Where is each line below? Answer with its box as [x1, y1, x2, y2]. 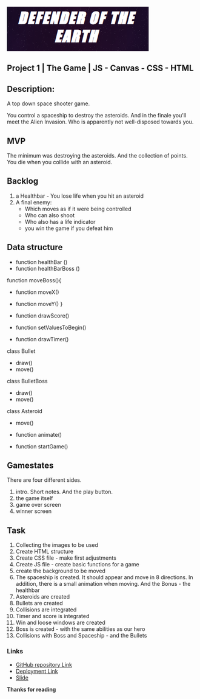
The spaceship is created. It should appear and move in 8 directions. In [15, 574, 193, 581]
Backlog [7, 176, 39, 186]
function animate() [15, 431, 62, 438]
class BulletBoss [7, 377, 48, 384]
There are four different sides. [7, 476, 82, 484]
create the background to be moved [15, 567, 105, 575]
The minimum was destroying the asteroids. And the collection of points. [7, 152, 188, 159]
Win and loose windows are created [15, 619, 105, 627]
